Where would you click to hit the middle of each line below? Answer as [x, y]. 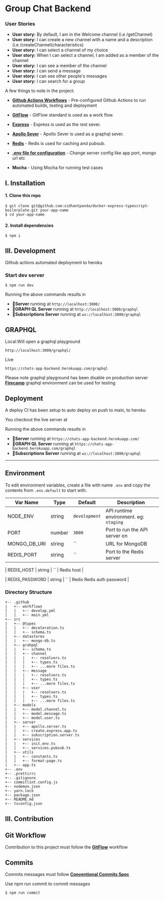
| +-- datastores [25, 637]
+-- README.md [20, 800]
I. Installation [25, 183]
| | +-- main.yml [27, 615]
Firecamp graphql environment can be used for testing [60, 383]
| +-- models [20, 705]
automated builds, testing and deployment [54, 105]
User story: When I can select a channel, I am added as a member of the [85, 55]
